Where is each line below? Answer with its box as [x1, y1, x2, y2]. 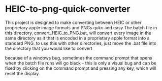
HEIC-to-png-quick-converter [5, 3, 130, 15]
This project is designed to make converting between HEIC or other [5, 20, 142, 25]
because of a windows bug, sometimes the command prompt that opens [5, 55, 153, 61]
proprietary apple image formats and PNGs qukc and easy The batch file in [5, 24, 158, 30]
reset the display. [5, 70, 40, 76]
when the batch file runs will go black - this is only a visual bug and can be [5, 60, 157, 66]
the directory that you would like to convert [5, 45, 93, 51]
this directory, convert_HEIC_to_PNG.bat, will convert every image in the [5, 30, 152, 36]
